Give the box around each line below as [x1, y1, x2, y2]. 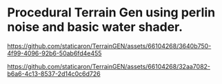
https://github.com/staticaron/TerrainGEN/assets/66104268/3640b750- [7, 42, 212, 50]
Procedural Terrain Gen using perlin [7, 5, 216, 20]
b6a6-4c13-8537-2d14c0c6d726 [7, 70, 101, 78]
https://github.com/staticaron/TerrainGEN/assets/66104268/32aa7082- [7, 62, 211, 70]
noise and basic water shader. [7, 19, 183, 35]
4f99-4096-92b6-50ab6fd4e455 [7, 49, 102, 57]
